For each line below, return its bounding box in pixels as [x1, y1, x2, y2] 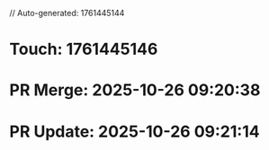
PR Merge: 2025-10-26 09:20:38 [9, 80, 261, 101]
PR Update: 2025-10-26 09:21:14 [9, 121, 260, 142]
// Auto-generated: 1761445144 [9, 8, 125, 18]
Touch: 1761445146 [9, 40, 158, 59]
